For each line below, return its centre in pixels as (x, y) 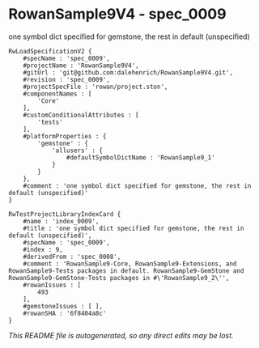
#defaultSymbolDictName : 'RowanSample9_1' (141, 157)
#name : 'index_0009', (61, 221)
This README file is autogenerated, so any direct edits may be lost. (121, 335)
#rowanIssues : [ (52, 285)
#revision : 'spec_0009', (67, 79)
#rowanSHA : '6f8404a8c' (65, 313)
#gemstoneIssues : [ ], (63, 306)
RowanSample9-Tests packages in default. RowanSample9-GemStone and (126, 271)
